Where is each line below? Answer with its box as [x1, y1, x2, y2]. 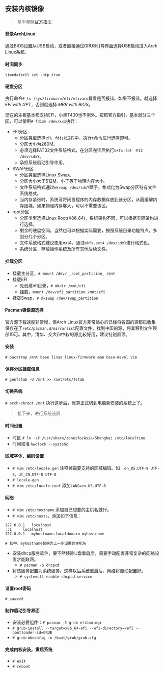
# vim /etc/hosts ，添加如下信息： [12, 513, 82, 519]
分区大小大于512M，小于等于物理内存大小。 [19, 178, 108, 184]
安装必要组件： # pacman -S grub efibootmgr [12, 619, 102, 626]
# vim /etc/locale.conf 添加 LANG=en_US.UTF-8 [12, 482, 106, 488]
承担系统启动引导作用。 [19, 159, 67, 165]
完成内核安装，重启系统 [5, 646, 53, 653]
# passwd [5, 596, 23, 601]
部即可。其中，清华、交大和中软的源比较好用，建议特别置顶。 [5, 331, 130, 337]
